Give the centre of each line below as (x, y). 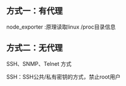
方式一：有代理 (35, 11)
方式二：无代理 (35, 48)
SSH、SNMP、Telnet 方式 (39, 63)
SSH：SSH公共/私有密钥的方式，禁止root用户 (64, 77)
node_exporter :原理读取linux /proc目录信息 (61, 27)
